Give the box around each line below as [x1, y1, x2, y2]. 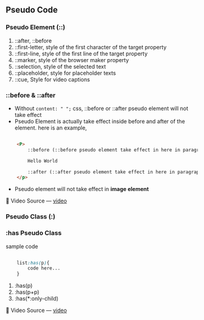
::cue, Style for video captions [14, 75, 90, 83]
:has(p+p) [14, 288, 40, 296]
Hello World [27, 158, 58, 164]
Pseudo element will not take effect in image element [14, 186, 149, 193]
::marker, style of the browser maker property [14, 56, 129, 63]
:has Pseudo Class [5, 229, 62, 237]
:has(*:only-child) [14, 295, 59, 302]
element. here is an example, [14, 124, 87, 131]
